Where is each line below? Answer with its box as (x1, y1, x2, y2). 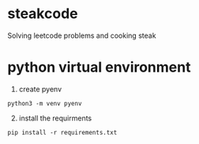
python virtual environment (7, 58, 191, 76)
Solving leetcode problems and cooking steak (7, 31, 156, 40)
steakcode (7, 5, 78, 23)
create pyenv (18, 84, 62, 94)
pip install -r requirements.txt (7, 128, 118, 136)
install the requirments (18, 113, 92, 123)
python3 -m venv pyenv (7, 99, 82, 107)
